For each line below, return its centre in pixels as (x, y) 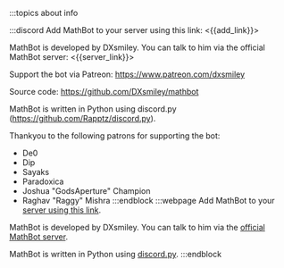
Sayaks (36, 172)
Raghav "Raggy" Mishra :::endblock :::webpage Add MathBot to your (148, 201)
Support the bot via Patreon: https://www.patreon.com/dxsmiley (127, 74)
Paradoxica (43, 181)
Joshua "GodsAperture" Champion (86, 191)
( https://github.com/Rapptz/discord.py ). (83, 118)
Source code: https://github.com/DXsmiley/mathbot (104, 92)
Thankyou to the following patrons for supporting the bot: (115, 136)
